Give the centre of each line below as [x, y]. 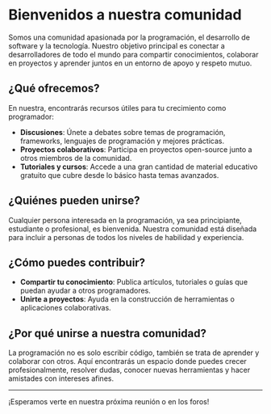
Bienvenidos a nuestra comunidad [125, 15]
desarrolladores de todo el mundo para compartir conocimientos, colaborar [133, 54]
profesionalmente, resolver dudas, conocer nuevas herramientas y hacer [129, 370]
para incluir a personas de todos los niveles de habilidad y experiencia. [126, 237]
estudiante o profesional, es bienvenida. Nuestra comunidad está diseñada [133, 229]
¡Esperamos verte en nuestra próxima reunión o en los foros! [109, 402]
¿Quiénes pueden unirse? [74, 201]
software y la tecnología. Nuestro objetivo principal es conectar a [117, 45]
